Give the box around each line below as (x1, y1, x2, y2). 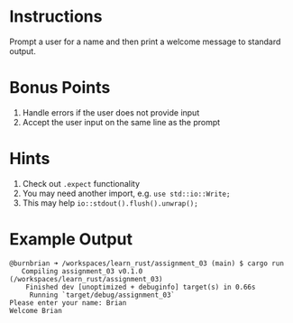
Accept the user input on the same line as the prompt (22, 116, 221, 127)
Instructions (9, 6, 103, 27)
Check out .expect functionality (22, 178, 141, 189)
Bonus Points (9, 78, 111, 98)
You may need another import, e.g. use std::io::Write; (22, 188, 231, 198)
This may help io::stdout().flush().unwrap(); (22, 197, 198, 208)
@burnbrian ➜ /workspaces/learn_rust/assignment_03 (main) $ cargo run (9, 259, 284, 268)
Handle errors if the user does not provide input (22, 106, 200, 118)
